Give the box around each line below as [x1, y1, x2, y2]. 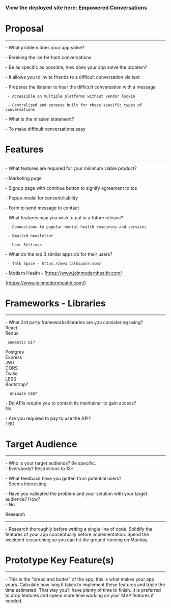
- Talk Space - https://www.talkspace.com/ [7, 261, 101, 266]
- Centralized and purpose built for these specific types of [7, 102, 142, 108]
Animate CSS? [10, 391, 38, 396]
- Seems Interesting [5, 480, 47, 487]
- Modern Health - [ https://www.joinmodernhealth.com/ [5, 270, 122, 276]
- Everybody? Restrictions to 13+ [5, 465, 74, 472]
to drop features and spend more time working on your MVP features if [5, 592, 154, 598]
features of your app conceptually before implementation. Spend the [5, 531, 149, 537]
